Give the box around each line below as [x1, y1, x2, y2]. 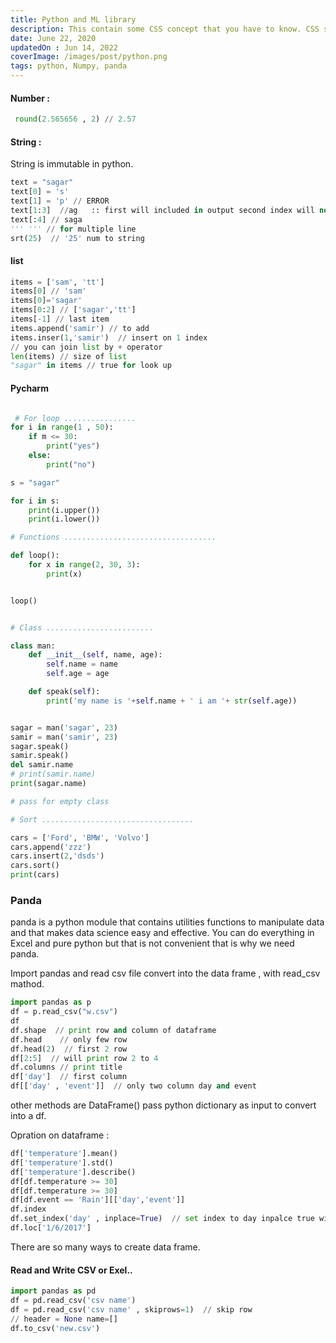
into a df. [10, 1110, 47, 1122]
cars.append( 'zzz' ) [10, 842, 92, 852]
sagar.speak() [10, 741, 70, 751]
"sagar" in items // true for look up [10, 361, 172, 371]
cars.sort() [10, 861, 60, 871]
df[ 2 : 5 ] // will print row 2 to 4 [10, 1053, 159, 1063]
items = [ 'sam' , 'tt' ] [10, 277, 105, 287]
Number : [10, 92, 51, 104]
